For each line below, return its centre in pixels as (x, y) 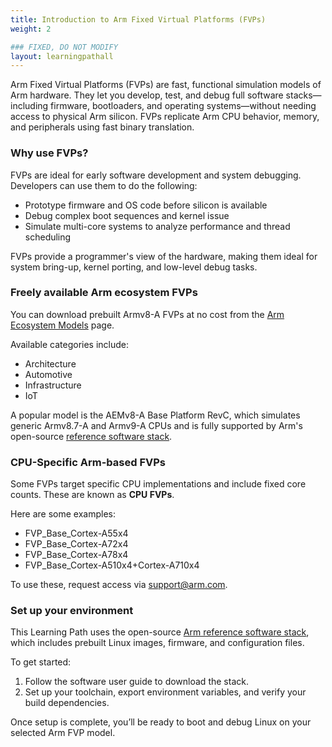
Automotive (48, 374)
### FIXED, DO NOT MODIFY (64, 47)
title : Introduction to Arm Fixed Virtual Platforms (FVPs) (138, 19)
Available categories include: (70, 344)
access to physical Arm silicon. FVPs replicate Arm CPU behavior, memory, (165, 117)
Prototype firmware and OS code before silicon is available (146, 205)
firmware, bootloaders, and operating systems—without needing (183, 106)
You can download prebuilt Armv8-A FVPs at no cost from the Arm (147, 314)
